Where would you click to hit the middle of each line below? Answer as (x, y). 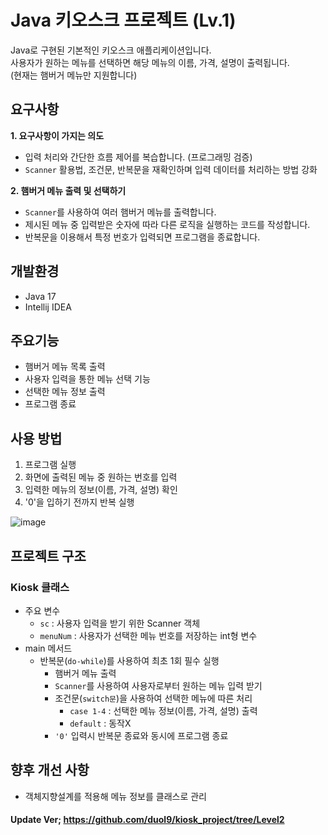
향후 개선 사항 (50, 770)
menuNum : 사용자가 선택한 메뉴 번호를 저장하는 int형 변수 (148, 635)
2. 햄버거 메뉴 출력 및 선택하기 (68, 190)
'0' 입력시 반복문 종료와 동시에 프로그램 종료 (141, 735)
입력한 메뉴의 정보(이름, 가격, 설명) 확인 (101, 490)
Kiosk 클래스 (40, 587)
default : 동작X (100, 723)
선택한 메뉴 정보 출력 (65, 392)
